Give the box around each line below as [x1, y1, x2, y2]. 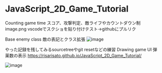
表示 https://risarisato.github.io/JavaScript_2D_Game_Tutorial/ [18, 52, 142, 58]
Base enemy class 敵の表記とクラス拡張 [5, 36, 85, 42]
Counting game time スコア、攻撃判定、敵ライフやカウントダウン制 [5, 20, 141, 26]
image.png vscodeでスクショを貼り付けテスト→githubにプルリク [5, 26, 137, 32]
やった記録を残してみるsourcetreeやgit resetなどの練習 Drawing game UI [5, 46, 152, 52]
